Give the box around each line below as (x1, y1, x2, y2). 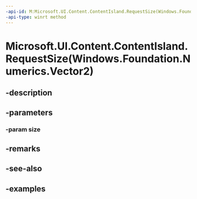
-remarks (5, 144, 41, 154)
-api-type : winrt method (5, 14, 66, 20)
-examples (5, 184, 46, 194)
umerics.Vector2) (5, 64, 94, 78)
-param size (5, 125, 41, 134)
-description (5, 88, 52, 98)
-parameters (5, 108, 53, 118)
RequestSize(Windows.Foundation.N (5, 52, 191, 65)
